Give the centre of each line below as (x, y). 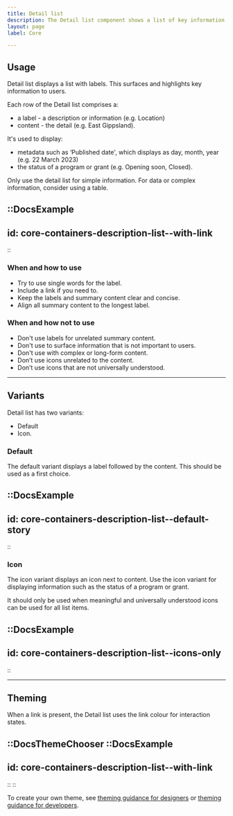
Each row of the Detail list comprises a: (63, 105)
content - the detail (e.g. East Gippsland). (76, 125)
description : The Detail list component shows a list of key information (116, 20)
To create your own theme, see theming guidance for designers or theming (114, 797)
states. (17, 722)
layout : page (26, 26)
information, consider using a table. (58, 188)
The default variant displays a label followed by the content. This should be (114, 466)
